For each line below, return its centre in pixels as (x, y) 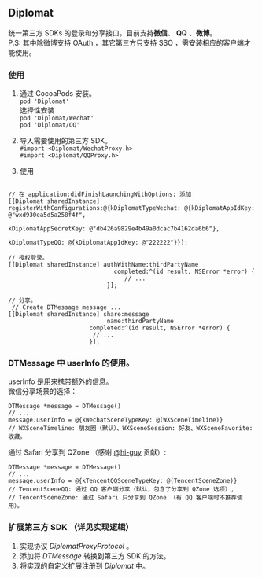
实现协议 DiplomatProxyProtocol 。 (76, 546)
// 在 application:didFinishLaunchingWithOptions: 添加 (100, 195)
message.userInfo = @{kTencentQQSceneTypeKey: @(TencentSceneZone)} (123, 481)
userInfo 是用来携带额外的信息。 (61, 381)
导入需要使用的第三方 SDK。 (66, 141)
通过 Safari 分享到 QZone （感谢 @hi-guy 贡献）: (87, 452)
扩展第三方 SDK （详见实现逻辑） (71, 528)
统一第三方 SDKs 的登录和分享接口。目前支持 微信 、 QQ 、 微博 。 (113, 33)
